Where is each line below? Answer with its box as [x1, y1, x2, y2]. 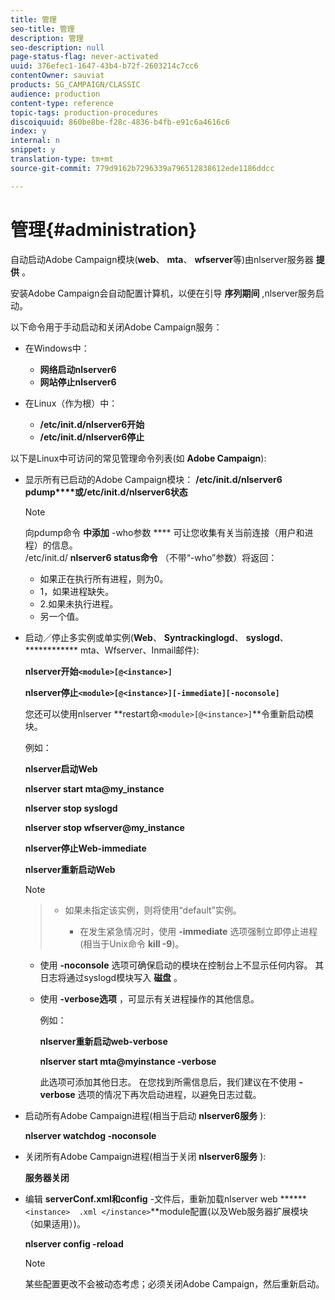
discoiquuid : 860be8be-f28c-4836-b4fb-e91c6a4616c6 [10, 117, 230, 127]
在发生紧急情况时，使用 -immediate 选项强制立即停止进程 [79, 925, 318, 937]
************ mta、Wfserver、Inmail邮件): [24, 644, 200, 656]
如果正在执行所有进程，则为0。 [39, 572, 169, 585]
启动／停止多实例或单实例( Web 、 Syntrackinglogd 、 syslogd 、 [24, 631, 289, 643]
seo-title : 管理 [10, 24, 75, 34]
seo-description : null [10, 42, 105, 53]
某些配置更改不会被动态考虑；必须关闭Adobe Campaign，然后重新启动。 [24, 1277, 325, 1290]
